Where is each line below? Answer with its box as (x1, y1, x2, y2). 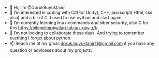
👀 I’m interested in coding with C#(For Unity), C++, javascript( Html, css (9, 10, 153, 15)
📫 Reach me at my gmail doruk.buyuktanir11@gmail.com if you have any (9, 41, 155, 46)
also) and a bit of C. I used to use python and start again (9, 15, 122, 20)
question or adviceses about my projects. (9, 47, 93, 53)
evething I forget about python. (9, 35, 72, 41)
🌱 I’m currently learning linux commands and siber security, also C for (9, 20, 149, 25)
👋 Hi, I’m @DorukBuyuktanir (9, 5, 65, 10)
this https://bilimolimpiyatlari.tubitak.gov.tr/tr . (9, 25, 99, 31)
